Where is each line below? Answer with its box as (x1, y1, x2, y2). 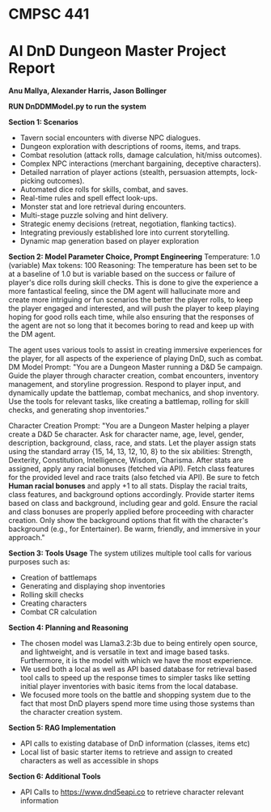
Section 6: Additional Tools (8, 772, 101, 781)
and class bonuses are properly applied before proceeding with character (8, 507, 254, 517)
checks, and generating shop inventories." (8, 406, 150, 415)
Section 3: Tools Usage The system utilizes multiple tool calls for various (8, 548, 252, 559)
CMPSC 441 (8, 5, 90, 23)
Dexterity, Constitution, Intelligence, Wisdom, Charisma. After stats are (8, 455, 244, 466)
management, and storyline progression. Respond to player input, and (8, 380, 241, 389)
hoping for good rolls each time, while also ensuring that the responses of (8, 312, 255, 322)
